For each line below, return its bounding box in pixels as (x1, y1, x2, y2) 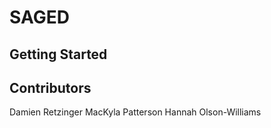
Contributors (9, 79, 92, 96)
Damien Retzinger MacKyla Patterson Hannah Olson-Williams (9, 106, 262, 118)
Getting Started (9, 46, 108, 63)
